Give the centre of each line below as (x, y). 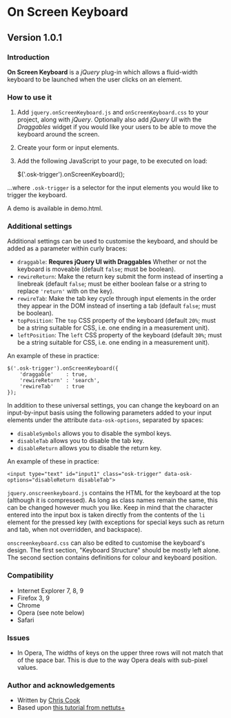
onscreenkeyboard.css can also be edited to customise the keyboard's (106, 543)
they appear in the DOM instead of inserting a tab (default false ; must (117, 306)
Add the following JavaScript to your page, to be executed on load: (112, 161)
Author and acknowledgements (61, 685)
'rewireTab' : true (52, 387)
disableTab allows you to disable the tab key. (81, 441)
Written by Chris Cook (49, 700)
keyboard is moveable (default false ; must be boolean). (96, 269)
